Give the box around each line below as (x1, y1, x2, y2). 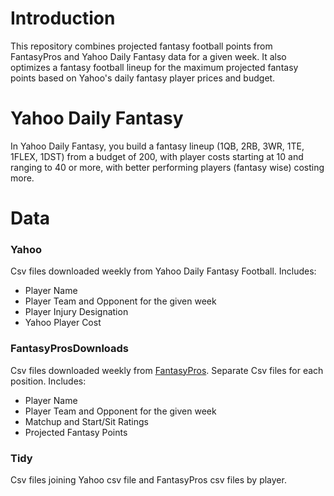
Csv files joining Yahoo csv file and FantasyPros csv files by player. (10, 473, 287, 486)
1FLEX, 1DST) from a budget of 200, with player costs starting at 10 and (10, 150, 304, 162)
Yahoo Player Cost (24, 317, 102, 329)
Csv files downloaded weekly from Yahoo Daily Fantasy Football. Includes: (10, 265, 317, 277)
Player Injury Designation (24, 306, 129, 318)
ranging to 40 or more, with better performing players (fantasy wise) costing (10, 161, 325, 173)
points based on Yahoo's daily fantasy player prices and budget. (10, 72, 276, 84)
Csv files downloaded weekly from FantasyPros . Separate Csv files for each (10, 364, 324, 376)
